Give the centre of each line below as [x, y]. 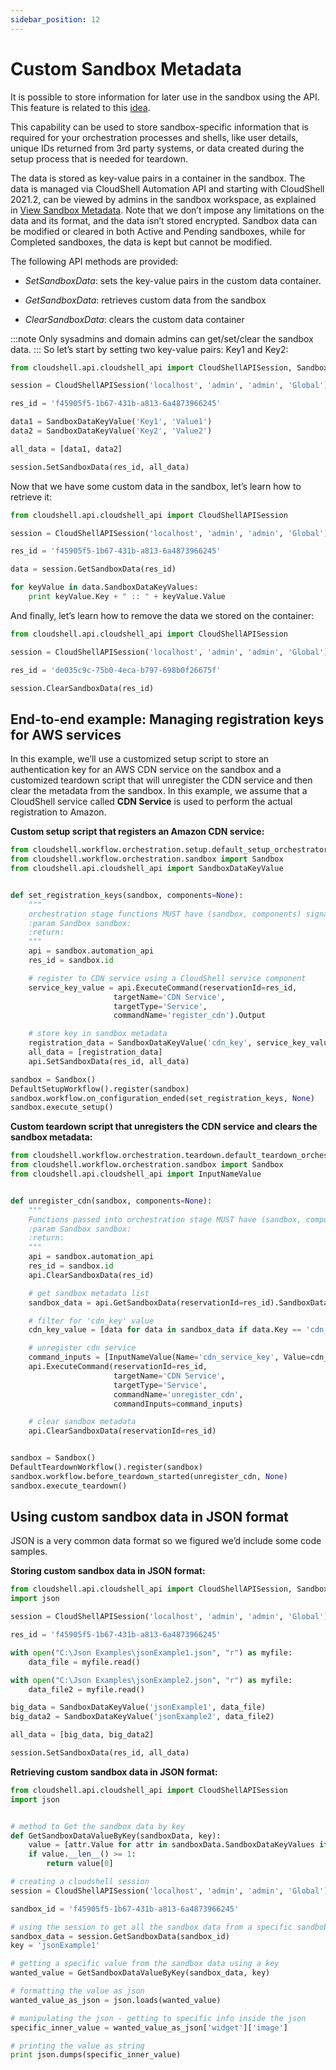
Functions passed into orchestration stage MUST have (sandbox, [165, 1219]
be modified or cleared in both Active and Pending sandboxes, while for [158, 231]
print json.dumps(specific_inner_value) [96, 2055]
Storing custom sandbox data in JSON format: [108, 1571]
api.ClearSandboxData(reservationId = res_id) [122, 1431]
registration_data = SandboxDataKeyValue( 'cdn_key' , [140, 1043]
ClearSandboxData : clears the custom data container [134, 319]
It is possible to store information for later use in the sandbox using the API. [165, 97]
